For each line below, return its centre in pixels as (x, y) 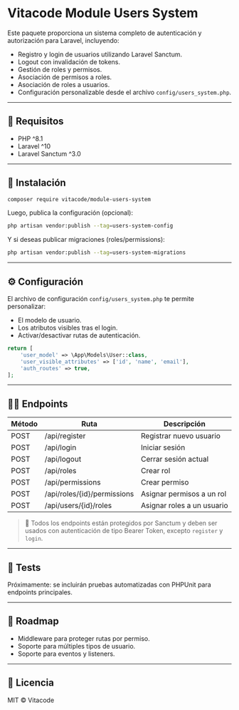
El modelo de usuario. (49, 320)
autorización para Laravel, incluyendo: (63, 40)
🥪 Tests (24, 568)
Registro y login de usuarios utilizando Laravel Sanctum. (100, 54)
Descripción (185, 424)
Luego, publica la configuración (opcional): (70, 213)
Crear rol (156, 471)
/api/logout (63, 460)
